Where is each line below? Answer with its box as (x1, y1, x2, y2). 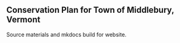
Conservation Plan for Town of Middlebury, (6, 5, 174, 15)
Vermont (6, 15, 41, 25)
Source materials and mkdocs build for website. (6, 31, 127, 38)
